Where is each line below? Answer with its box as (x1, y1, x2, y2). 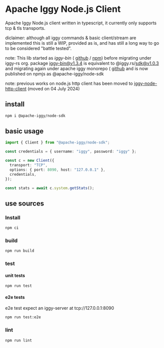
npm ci (5, 225, 19, 230)
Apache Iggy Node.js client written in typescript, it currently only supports (5, 20, 157, 26)
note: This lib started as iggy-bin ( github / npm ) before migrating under (5, 55, 152, 61)
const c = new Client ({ (5, 158, 55, 163)
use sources (5, 199, 44, 208)
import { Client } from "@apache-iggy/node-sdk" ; (5, 140, 110, 145)
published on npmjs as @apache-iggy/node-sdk (5, 70, 104, 76)
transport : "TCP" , (9, 163, 48, 168)
